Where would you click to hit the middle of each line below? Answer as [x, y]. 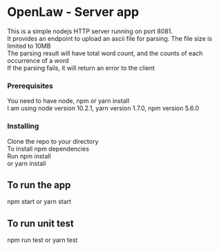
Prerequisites [30, 86]
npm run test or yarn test [42, 240]
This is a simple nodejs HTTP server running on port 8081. [90, 31]
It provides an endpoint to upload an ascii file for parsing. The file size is [110, 38]
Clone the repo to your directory [53, 141]
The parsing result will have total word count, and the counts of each [105, 53]
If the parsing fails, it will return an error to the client [81, 68]
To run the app [39, 185]
